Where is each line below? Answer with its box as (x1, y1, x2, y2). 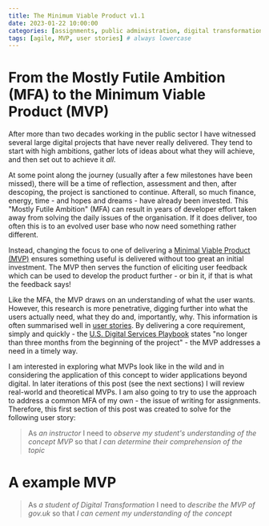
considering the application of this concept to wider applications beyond (8, 370, 247, 380)
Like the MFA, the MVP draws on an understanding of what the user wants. (8, 295, 255, 305)
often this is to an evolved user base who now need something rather (8, 221, 237, 231)
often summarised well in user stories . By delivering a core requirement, (8, 321, 246, 330)
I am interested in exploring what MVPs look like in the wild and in (8, 362, 225, 371)
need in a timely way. (8, 346, 78, 356)
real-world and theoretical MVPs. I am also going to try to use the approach (8, 387, 257, 397)
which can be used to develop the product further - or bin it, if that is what (8, 271, 254, 281)
